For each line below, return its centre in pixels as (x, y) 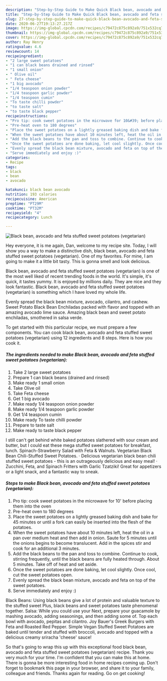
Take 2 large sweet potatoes (42, 372)
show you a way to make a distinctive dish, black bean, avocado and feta (80, 251)
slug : (11, 19)
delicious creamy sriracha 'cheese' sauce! (49, 637)
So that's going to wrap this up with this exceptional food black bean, (76, 647)
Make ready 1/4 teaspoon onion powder (54, 404)
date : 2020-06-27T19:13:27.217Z (39, 24)
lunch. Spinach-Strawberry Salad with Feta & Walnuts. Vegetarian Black (79, 451)
